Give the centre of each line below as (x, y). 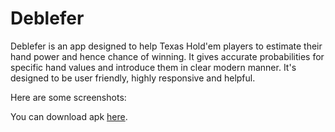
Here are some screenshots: (68, 97)
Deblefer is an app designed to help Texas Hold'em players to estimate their (166, 46)
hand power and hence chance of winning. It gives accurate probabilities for (167, 56)
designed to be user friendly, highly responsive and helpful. (133, 78)
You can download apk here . (69, 116)
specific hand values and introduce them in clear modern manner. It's (153, 67)
